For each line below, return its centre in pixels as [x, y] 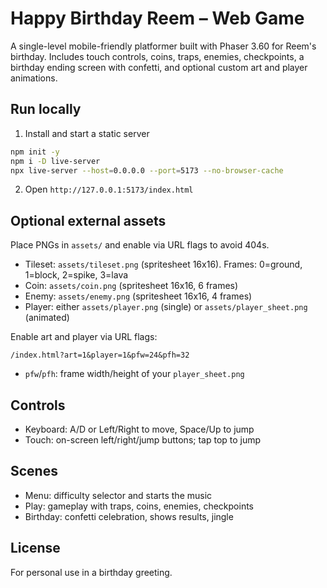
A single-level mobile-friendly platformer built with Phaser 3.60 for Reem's [163, 46]
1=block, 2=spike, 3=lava [76, 275]
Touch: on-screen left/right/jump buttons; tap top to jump [143, 440]
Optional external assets [88, 220]
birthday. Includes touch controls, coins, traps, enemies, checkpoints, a [157, 56]
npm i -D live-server [55, 161]
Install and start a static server [87, 133]
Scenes [34, 471]
